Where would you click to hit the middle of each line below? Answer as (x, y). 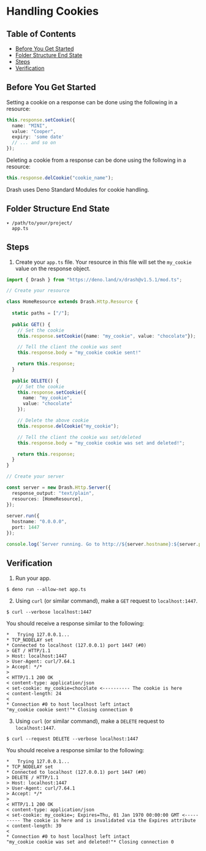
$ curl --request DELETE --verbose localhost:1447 (72, 739)
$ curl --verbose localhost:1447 (49, 612)
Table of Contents (41, 34)
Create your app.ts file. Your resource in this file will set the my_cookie (103, 262)
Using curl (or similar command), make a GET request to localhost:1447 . (106, 601)
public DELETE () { (36, 381)
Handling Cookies (53, 11)
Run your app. (33, 578)
